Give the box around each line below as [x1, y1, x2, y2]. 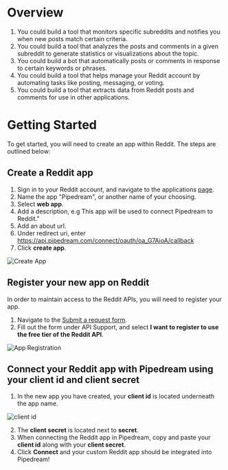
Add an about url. [16, 222, 67, 230]
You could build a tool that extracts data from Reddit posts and [16, 86, 194, 94]
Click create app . [16, 244, 67, 252]
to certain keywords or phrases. [16, 64, 108, 72]
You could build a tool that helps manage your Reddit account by [16, 71, 201, 80]
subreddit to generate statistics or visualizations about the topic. [16, 49, 199, 58]
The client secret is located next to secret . [16, 426, 139, 434]
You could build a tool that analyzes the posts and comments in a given [16, 42, 218, 50]
